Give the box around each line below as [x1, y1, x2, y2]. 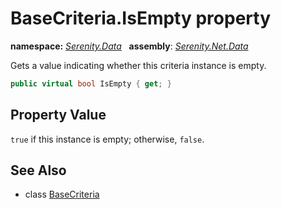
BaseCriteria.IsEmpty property [10, 7, 272, 30]
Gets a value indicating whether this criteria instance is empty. [10, 59, 267, 71]
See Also [10, 162, 67, 179]
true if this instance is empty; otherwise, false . [10, 133, 205, 145]
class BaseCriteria [24, 188, 100, 201]
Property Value [10, 107, 107, 124]
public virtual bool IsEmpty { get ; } [10, 78, 172, 89]
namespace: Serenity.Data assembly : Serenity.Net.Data [10, 40, 249, 52]
